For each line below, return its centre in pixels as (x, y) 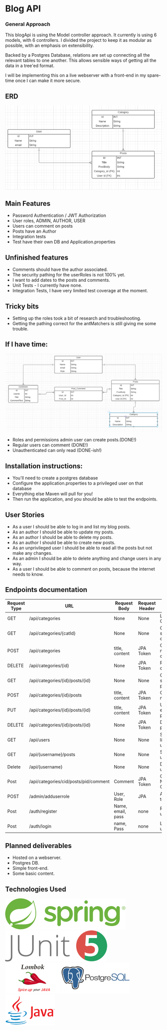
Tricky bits (22, 306)
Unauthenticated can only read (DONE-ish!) (57, 450)
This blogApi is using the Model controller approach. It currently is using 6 (81, 35)
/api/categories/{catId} (52, 633)
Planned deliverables (39, 846)
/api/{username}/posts (52, 755)
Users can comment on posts (42, 226)
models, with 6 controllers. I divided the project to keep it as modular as (79, 40)
